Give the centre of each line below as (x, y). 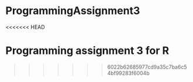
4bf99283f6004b (128, 73)
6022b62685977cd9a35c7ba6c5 (147, 67)
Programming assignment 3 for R (87, 51)
